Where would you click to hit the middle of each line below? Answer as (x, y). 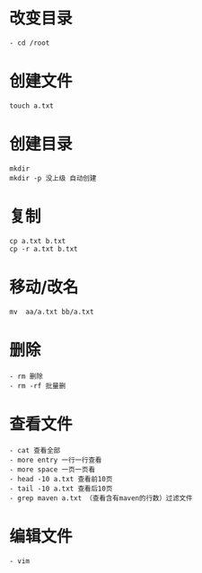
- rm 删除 (26, 376)
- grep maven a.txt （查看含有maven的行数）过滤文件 (101, 498)
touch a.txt (31, 106)
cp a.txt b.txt (38, 241)
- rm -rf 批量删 (38, 386)
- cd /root (30, 43)
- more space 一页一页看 (53, 469)
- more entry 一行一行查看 (56, 460)
